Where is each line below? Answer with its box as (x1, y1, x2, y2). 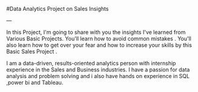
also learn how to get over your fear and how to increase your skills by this (6, 42, 193, 48)
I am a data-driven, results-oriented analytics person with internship (6, 60, 176, 67)
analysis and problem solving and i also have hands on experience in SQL (6, 73, 190, 79)
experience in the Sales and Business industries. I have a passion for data (6, 66, 190, 73)
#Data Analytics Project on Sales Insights (6, 5, 109, 12)
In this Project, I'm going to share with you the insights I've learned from (6, 28, 186, 36)
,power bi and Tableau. (6, 79, 64, 86)
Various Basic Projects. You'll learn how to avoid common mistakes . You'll (6, 35, 192, 42)
